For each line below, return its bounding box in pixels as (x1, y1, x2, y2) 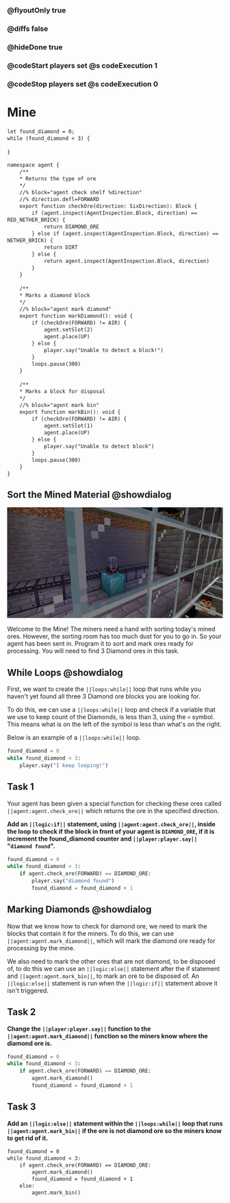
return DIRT (43, 244, 78, 250)
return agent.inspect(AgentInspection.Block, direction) (43, 257, 210, 264)
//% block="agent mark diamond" (19, 305, 112, 312)
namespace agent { (7, 161, 60, 168)
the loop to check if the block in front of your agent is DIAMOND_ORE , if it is (7, 827, 215, 835)
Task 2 (7, 1006, 36, 1018)
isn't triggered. (7, 986, 49, 994)
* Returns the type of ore (19, 175, 97, 182)
